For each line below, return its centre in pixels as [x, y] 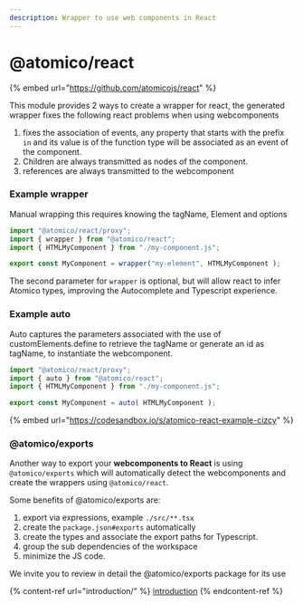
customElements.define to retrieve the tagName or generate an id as [137, 343]
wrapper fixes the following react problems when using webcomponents [144, 115]
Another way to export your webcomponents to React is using [126, 464]
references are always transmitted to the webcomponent [128, 171]
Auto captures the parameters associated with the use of [115, 334]
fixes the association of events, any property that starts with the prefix [153, 132]
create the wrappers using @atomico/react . [89, 483]
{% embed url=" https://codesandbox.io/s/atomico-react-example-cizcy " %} [151, 420]
